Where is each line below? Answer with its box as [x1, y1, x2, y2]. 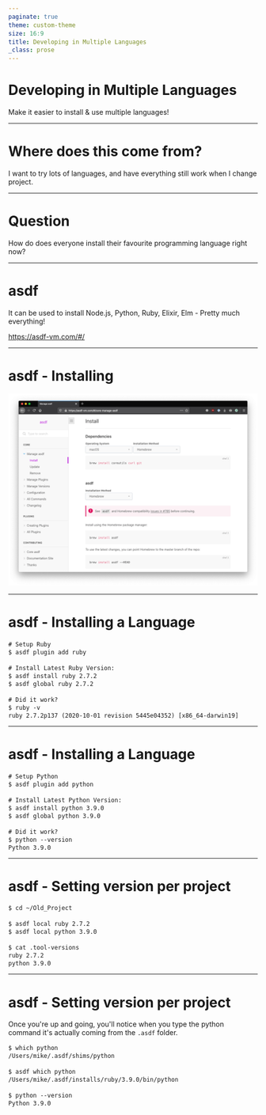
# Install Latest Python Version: [8, 796, 123, 804]
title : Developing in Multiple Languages [8, 38, 147, 46]
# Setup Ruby [8, 640, 51, 648]
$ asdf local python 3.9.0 [8, 928, 97, 936]
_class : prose [8, 46, 55, 55]
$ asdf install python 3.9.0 [8, 804, 104, 812]
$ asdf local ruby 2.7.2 [8, 920, 90, 928]
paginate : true [8, 13, 59, 21]
